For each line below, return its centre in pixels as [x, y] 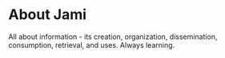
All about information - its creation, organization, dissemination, [113, 37]
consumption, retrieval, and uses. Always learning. [92, 44]
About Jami [47, 15]
